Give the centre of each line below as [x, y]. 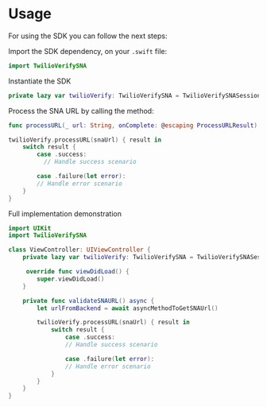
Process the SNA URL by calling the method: [81, 110]
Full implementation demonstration [65, 213]
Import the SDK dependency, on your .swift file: [88, 51]
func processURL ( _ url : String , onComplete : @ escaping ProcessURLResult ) [133, 125]
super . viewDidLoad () [71, 279]
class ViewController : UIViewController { [79, 250]
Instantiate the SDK [40, 81]
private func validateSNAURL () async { [89, 300]
